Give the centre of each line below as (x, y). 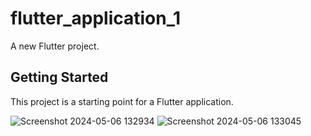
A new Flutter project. (55, 46)
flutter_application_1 (96, 18)
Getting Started (59, 77)
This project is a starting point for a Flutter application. (122, 101)
